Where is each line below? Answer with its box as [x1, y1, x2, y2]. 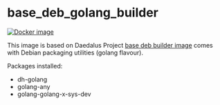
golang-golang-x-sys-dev [17, 90, 91, 98]
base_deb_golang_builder [7, 5, 159, 21]
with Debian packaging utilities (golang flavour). [7, 48, 144, 57]
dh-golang [17, 75, 48, 84]
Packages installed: [7, 61, 63, 70]
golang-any [17, 82, 51, 90]
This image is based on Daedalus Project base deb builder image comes [7, 41, 213, 49]
